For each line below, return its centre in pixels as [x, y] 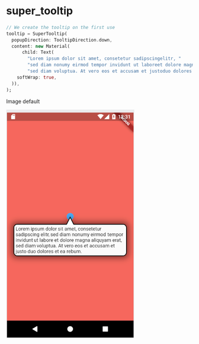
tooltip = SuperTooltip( [37, 34]
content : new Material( [41, 46]
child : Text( [38, 52]
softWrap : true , [37, 77]
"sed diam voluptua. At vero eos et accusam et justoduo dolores [110, 71]
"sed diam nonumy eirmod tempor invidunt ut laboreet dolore [105, 65]
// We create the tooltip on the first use [61, 27]
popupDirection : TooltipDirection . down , [62, 40]
